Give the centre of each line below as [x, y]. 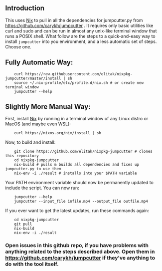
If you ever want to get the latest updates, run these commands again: [77, 211]
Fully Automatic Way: [39, 63]
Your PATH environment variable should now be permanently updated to [79, 183]
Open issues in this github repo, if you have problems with [77, 246]
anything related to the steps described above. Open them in [80, 252]
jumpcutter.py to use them [33, 169]
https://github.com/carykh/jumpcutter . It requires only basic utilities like [79, 25]
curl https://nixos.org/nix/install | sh [58, 133]
